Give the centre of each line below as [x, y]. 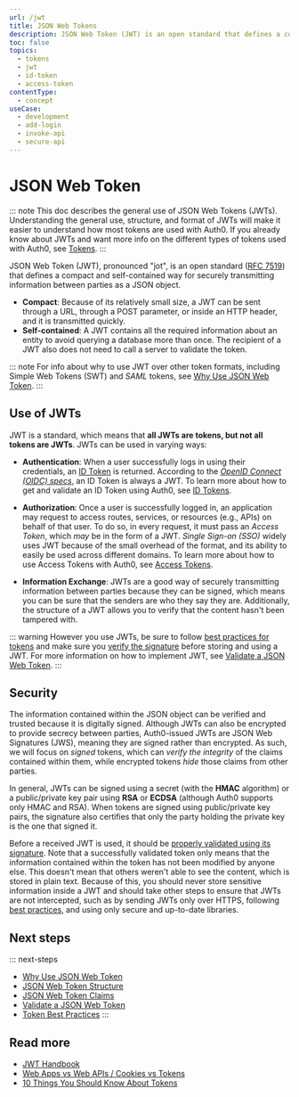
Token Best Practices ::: [65, 1015]
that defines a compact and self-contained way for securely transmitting [142, 275]
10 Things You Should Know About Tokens [100, 1083]
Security [33, 693]
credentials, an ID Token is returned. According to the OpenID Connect [152, 471]
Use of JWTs [45, 414]
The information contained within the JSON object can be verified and [137, 715]
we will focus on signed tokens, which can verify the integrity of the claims [146, 752]
